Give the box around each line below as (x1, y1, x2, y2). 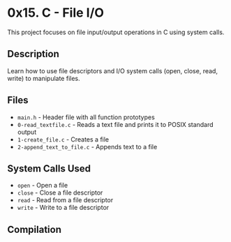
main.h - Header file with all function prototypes (17, 113, 155, 121)
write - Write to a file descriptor (17, 204, 110, 212)
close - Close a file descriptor (17, 188, 103, 197)
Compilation (7, 223, 61, 235)
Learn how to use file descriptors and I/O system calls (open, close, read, (7, 66, 218, 75)
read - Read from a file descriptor (17, 196, 114, 204)
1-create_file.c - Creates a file (17, 135, 110, 144)
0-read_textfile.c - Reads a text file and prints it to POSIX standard (17, 120, 214, 128)
